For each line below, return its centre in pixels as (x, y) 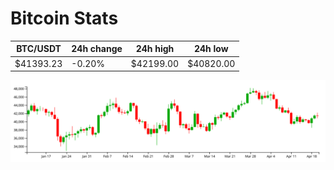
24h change (97, 49)
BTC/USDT (39, 49)
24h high (155, 49)
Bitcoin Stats (64, 18)
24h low (211, 49)
